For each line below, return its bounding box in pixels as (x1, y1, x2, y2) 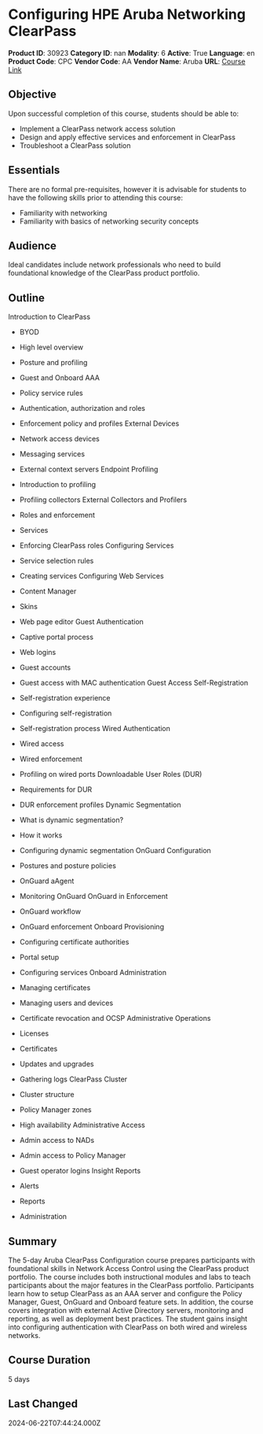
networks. (8, 1331, 41, 1340)
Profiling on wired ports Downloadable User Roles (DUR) (19, 770, 203, 779)
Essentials (8, 164, 60, 177)
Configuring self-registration (19, 708, 112, 718)
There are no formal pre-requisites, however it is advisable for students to (8, 184, 247, 194)
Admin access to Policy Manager (19, 1151, 126, 1160)
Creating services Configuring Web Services (19, 571, 164, 581)
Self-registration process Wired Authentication (19, 724, 171, 734)
